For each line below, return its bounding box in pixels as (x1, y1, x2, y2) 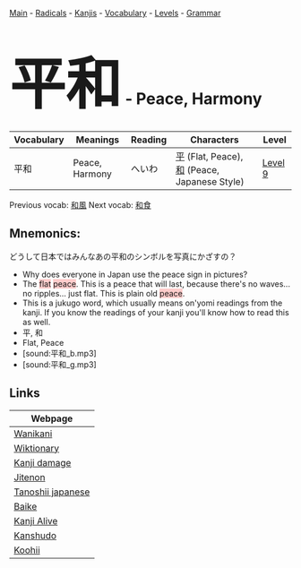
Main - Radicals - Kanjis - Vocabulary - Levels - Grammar (9, 8, 221, 18)
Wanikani (13, 427, 53, 440)
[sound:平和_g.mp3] (21, 358, 97, 370)
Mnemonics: (9, 226, 82, 241)
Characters (189, 133, 239, 146)
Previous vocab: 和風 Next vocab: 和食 (9, 199, 151, 210)
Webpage (30, 412, 73, 425)
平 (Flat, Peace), (175, 150, 244, 162)
